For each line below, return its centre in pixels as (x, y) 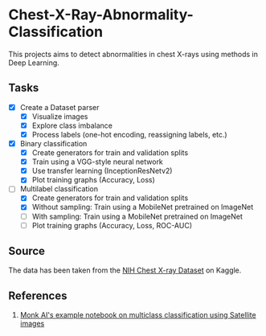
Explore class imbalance (72, 125)
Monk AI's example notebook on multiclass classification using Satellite (138, 315)
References (38, 295)
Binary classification (53, 143)
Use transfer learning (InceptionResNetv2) (102, 171)
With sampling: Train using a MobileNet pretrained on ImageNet (137, 216)
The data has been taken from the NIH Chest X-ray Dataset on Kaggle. (125, 270)
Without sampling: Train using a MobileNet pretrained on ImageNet (143, 207)
